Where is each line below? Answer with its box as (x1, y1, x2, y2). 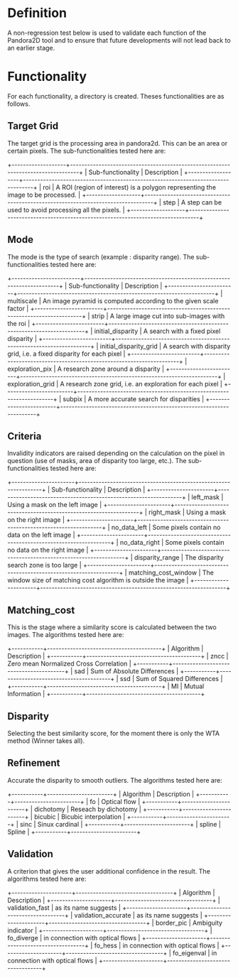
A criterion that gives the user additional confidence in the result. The (7, 866, 211, 875)
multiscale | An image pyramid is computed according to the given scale (7, 296, 219, 305)
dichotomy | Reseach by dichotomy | (34, 805, 142, 813)
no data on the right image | (7, 545, 89, 555)
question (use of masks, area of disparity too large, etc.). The (7, 457, 187, 465)
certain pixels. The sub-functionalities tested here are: (7, 146, 166, 155)
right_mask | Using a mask (148, 508, 226, 516)
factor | (7, 304, 29, 313)
